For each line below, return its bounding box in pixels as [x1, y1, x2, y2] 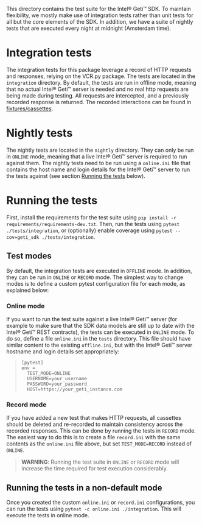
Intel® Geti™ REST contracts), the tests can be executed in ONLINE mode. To [6, 328, 195, 336]
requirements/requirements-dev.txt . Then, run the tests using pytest [6, 220, 180, 227]
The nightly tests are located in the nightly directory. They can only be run [6, 146, 194, 154]
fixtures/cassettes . [6, 105, 54, 112]
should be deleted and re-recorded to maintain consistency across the [6, 420, 183, 428]
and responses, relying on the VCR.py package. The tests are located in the [6, 73, 196, 80]
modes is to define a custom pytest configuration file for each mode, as [6, 280, 186, 287]
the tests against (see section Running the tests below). [6, 172, 146, 179]
